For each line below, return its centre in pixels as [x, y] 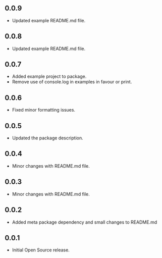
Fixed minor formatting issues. [44, 110]
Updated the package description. [48, 138]
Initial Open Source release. [41, 250]
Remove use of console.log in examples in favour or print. [72, 82]
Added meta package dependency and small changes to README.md [85, 222]
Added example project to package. [49, 76]
